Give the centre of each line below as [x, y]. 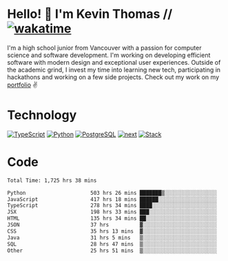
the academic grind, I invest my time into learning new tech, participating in [114, 70]
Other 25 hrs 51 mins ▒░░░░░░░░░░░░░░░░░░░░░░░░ [112, 251]
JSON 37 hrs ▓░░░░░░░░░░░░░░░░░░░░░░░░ [112, 225]
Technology [42, 115]
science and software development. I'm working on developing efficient [109, 55]
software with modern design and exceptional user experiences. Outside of [114, 62]
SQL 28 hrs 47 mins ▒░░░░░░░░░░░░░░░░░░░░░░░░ [112, 244]
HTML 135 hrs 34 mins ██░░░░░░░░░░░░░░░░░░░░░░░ [112, 219]
